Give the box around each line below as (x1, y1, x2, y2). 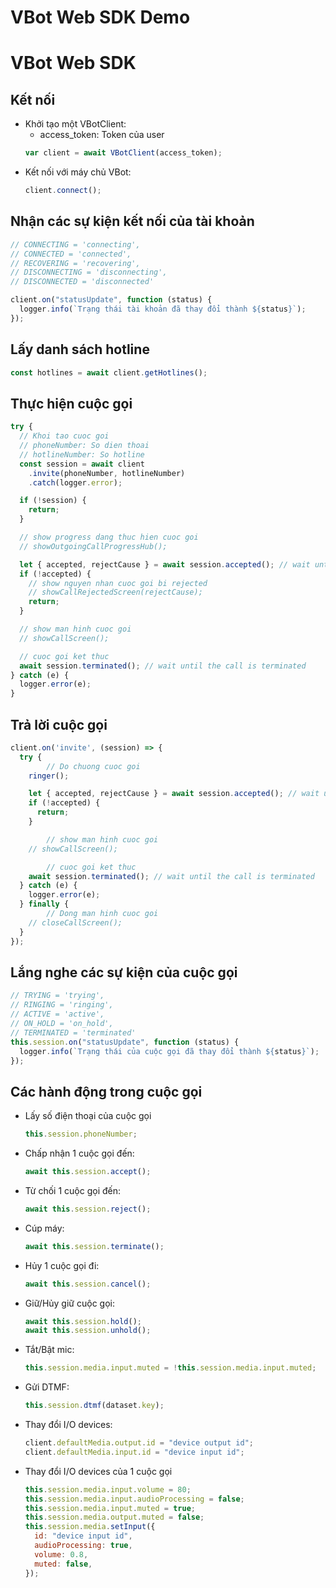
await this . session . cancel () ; (24, 1279, 152, 1289)
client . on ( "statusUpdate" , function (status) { (10, 295, 213, 305)
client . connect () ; (24, 186, 102, 196)
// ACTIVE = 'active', (10, 1009, 105, 1020)
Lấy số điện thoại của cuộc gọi (24, 1110, 152, 1122)
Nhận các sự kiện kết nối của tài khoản (10, 213, 255, 230)
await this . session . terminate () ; (24, 1241, 165, 1251)
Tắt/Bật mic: (24, 1344, 75, 1356)
